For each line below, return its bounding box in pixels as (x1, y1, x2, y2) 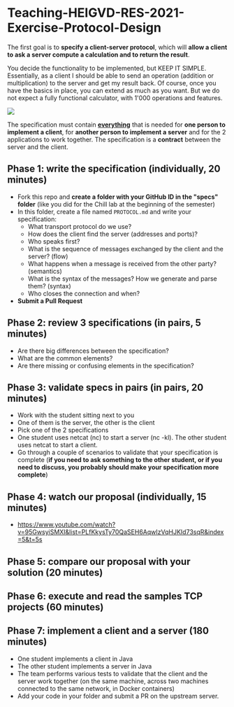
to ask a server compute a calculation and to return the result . (7, 50, 190, 59)
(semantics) (27, 267, 63, 275)
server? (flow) (27, 252, 68, 260)
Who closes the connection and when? (27, 289, 140, 297)
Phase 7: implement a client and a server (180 (7, 625, 210, 637)
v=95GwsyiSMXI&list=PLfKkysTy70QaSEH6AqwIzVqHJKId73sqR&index (17, 528, 224, 536)
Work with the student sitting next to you (17, 411, 135, 419)
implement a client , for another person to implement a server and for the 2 (7, 127, 226, 136)
